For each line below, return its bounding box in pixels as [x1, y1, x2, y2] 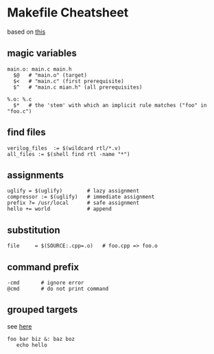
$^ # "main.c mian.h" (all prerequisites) [13, 84, 143, 91]
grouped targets [7, 304, 78, 316]
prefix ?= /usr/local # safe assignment [7, 199, 139, 207]
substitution [7, 224, 60, 236]
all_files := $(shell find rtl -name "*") [7, 151, 130, 157]
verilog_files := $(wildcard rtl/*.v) [7, 144, 121, 152]
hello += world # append [7, 206, 112, 212]
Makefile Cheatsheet [7, 5, 129, 21]
